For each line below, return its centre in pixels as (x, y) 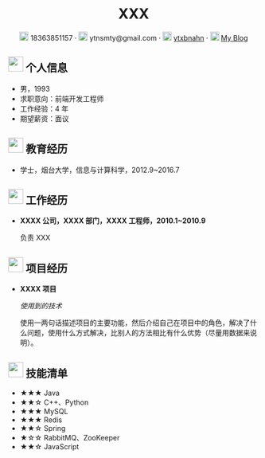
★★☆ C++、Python (54, 402)
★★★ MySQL (44, 411)
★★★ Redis (41, 420)
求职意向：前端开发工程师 (62, 98)
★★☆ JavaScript (49, 446)
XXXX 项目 (38, 289)
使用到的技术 (41, 306)
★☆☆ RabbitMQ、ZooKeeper (70, 438)
